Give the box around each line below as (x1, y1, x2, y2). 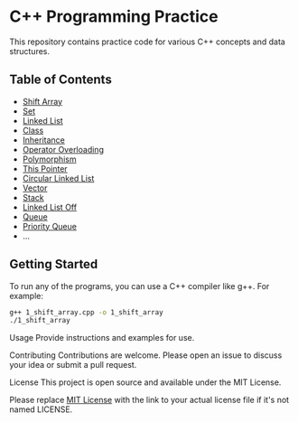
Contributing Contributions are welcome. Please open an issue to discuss (9, 350, 283, 361)
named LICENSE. (9, 404, 73, 415)
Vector (22, 183, 48, 193)
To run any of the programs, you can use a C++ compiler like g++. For (9, 280, 270, 291)
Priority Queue (22, 220, 77, 231)
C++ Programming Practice (9, 6, 219, 27)
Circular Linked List (22, 173, 95, 183)
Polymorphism (22, 154, 77, 164)
